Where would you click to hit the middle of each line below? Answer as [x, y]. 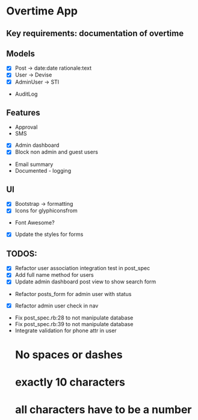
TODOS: [22, 254]
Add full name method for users [54, 275]
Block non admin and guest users [56, 152]
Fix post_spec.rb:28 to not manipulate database [74, 318]
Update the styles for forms [49, 234]
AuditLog [26, 94]
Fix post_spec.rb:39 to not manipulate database [74, 324]
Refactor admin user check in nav [57, 306]
